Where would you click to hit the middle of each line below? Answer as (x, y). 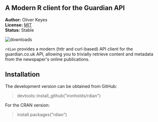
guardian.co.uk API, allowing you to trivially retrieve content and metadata (79, 54)
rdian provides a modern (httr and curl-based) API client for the (69, 49)
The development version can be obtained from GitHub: (61, 86)
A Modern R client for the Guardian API (65, 8)
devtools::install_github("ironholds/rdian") (59, 96)
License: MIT (19, 25)
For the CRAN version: (28, 105)
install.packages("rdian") (42, 114)
